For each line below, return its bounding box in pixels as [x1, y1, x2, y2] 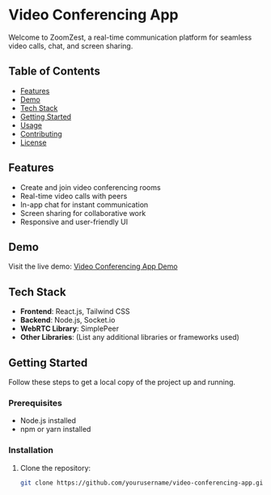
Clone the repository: [19, 463, 91, 472]
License [19, 137, 47, 147]
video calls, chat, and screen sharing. [8, 40, 133, 50]
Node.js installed [19, 416, 77, 425]
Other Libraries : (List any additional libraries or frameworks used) [19, 332, 240, 342]
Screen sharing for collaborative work [19, 208, 146, 218]
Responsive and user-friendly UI [19, 217, 128, 226]
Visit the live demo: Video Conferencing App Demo [8, 261, 178, 272]
